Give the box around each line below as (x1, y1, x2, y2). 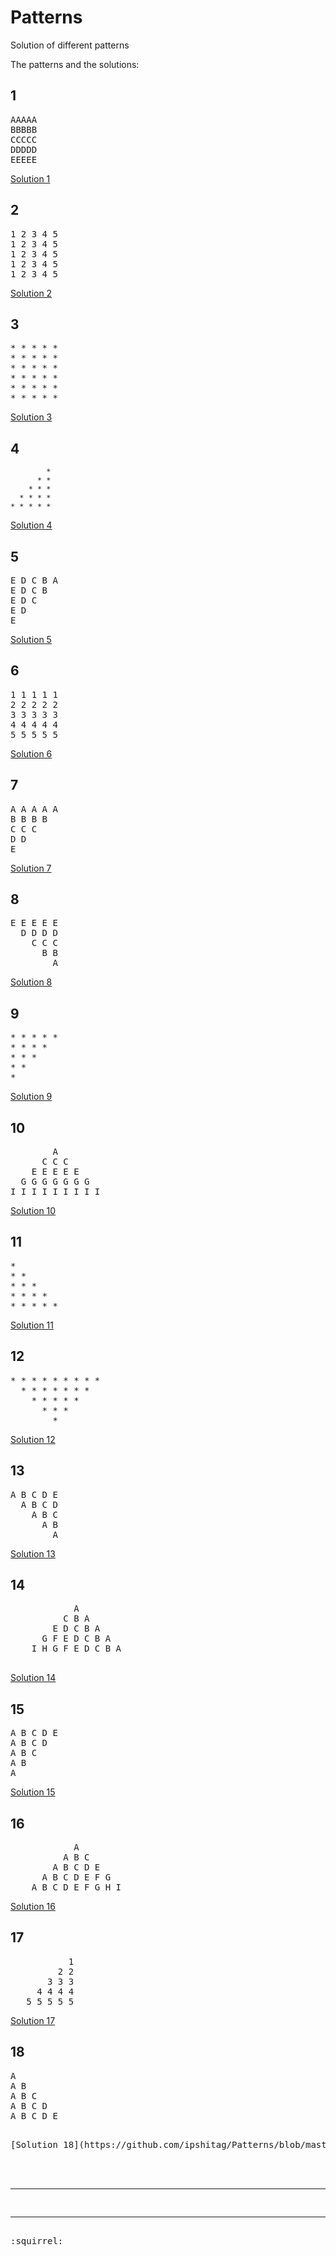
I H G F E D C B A (31, 1643, 122, 1655)
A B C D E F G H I (31, 1881, 122, 1893)
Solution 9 (10, 1091, 53, 1103)
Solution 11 (10, 1319, 55, 1331)
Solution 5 (10, 634, 52, 645)
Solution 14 (10, 1672, 57, 1684)
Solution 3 (10, 411, 53, 423)
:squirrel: (10, 2235, 64, 2246)
